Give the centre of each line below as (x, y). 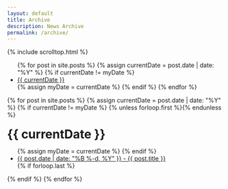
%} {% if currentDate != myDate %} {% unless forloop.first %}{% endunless (114, 108)
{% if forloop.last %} (46, 166)
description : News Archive (46, 26)
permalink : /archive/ (38, 33)
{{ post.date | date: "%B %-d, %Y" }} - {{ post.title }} (91, 159)
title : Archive (29, 20)
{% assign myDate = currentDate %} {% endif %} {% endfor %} (107, 87)
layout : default (30, 13)
